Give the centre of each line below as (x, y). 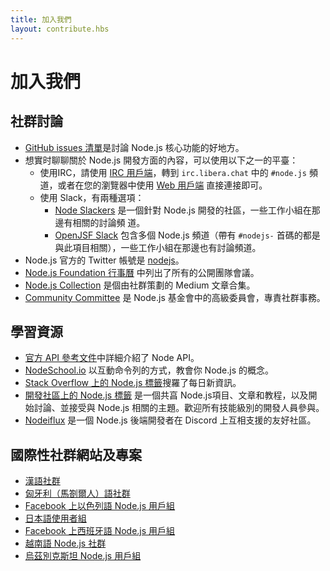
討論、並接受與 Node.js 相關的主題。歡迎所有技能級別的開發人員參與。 (179, 408)
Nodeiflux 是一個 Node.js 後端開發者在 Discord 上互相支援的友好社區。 (170, 420)
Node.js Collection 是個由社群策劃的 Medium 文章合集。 (140, 285)
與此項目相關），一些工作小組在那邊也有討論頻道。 (158, 247)
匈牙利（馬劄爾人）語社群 (77, 493)
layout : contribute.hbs (60, 29)
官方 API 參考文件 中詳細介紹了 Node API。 (112, 358)
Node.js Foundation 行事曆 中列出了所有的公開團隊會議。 (142, 272)
